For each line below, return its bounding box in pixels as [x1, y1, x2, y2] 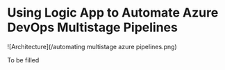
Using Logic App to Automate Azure [7, 5, 219, 21]
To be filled [7, 55, 40, 64]
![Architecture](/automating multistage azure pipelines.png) [7, 42, 177, 51]
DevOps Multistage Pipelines [7, 19, 178, 35]
